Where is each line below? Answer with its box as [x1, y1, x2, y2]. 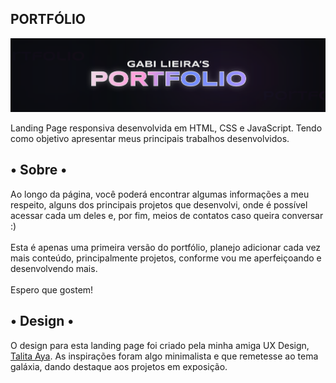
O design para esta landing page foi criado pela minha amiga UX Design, [10, 339, 310, 351]
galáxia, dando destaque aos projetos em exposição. [10, 360, 228, 372]
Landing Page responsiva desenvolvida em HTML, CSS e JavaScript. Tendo [10, 122, 323, 134]
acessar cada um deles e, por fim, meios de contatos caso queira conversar [10, 209, 324, 221]
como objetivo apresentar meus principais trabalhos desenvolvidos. [10, 133, 290, 145]
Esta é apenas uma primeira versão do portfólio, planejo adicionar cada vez [10, 241, 322, 253]
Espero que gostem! [10, 283, 94, 296]
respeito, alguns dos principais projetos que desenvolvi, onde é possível [10, 198, 308, 211]
